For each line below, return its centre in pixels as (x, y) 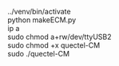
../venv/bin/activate (39, 12)
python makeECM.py (42, 20)
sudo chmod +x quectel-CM (54, 45)
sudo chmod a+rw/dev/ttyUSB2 (60, 37)
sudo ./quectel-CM (38, 54)
